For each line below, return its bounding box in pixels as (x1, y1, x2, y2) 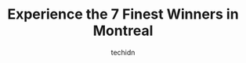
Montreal (92, 22, 154, 40)
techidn (110, 47, 136, 57)
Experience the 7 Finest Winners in (6, 5, 240, 23)
